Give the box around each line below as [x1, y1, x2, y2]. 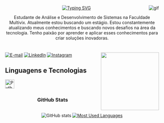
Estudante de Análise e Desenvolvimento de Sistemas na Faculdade [14, 15, 150, 20]
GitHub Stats [37, 96, 68, 103]
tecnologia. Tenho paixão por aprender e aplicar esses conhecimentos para [6, 30, 158, 35]
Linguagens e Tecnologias [5, 66, 87, 74]
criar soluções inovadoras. [55, 35, 109, 41]
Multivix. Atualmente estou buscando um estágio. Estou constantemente [9, 19, 155, 25]
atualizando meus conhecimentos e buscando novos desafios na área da [8, 25, 156, 31]
